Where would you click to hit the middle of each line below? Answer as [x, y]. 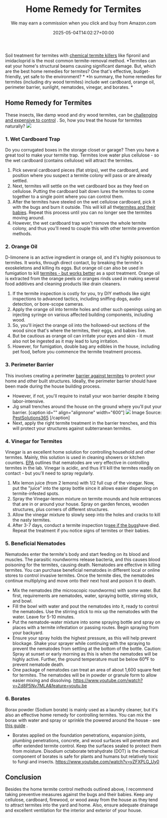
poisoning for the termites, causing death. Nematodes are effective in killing [83, 565]
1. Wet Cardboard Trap [33, 139]
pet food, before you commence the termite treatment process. [77, 352]
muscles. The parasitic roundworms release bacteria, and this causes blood [83, 560]
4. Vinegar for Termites [34, 441]
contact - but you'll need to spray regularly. [49, 473]
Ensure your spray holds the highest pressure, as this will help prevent [84, 638]
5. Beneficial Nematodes [35, 543]
